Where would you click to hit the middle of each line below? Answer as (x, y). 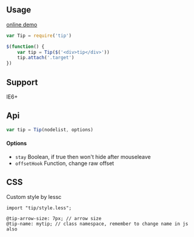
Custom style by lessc (34, 196)
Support (22, 82)
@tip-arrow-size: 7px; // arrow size (54, 218)
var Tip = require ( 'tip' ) (39, 36)
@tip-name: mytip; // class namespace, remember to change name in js (97, 224)
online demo (22, 24)
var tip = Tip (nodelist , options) (50, 129)
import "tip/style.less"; (39, 208)
